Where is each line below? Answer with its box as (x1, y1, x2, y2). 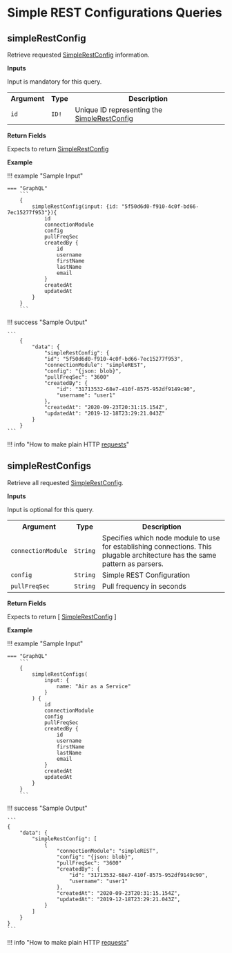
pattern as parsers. (102, 558, 164, 568)
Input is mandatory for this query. (7, 77, 102, 86)
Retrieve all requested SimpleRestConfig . (7, 478, 124, 487)
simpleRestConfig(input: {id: (32, 203, 119, 210)
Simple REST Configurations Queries (7, 5, 222, 21)
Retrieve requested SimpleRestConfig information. (7, 50, 150, 59)
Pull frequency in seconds (102, 581, 186, 591)
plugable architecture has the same (102, 550, 217, 560)
